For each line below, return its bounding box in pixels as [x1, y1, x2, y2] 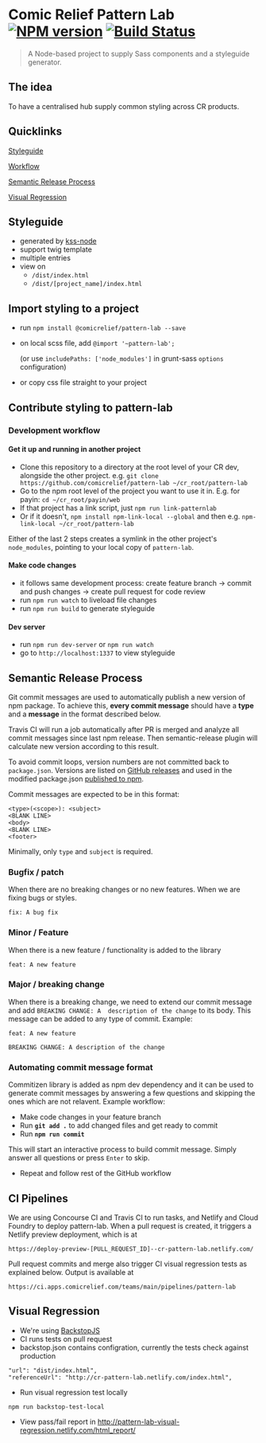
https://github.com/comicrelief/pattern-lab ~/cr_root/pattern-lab [19, 479, 248, 487]
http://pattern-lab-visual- [97, 1417, 180, 1426]
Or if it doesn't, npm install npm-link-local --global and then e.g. [19, 512, 241, 521]
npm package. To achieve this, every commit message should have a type [8, 700, 254, 710]
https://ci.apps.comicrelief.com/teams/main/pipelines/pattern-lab [8, 1283, 237, 1291]
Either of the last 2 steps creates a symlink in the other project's [8, 534, 218, 543]
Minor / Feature [8, 927, 69, 938]
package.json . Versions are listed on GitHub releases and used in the [8, 765, 233, 774]
